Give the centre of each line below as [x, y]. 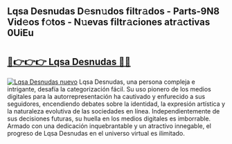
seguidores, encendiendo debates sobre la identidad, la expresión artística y [116, 104]
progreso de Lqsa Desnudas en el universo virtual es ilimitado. [96, 133]
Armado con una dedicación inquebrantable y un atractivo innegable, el [109, 126]
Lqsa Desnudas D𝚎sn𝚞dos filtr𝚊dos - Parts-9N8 [114, 11]
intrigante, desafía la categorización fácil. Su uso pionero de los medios [109, 89]
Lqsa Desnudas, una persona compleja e [137, 82]
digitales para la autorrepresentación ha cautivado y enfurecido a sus [106, 97]
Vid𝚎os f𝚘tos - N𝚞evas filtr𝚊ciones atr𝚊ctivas [109, 22]
